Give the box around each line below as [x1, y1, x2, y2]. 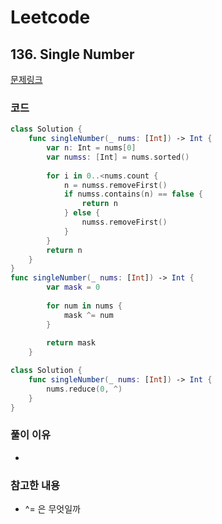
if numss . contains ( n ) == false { [63, 189, 203, 200]
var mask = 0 [46, 282, 101, 293]
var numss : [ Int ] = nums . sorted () [46, 152, 190, 162]
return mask [46, 338, 97, 348]
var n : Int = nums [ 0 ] [46, 143, 137, 153]
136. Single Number [10, 46, 135, 63]
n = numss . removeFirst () [63, 180, 168, 190]
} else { [63, 208, 101, 218]
